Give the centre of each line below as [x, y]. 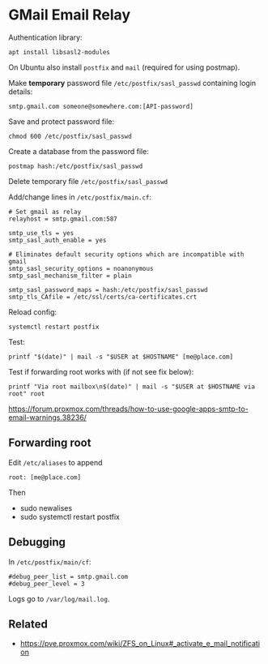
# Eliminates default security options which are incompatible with [126, 254]
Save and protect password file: [62, 121]
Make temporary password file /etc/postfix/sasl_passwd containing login [132, 83]
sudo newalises [46, 508]
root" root [27, 394]
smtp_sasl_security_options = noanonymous [81, 268]
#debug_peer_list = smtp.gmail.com [68, 576]
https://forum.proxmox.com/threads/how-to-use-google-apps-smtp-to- [128, 409]
